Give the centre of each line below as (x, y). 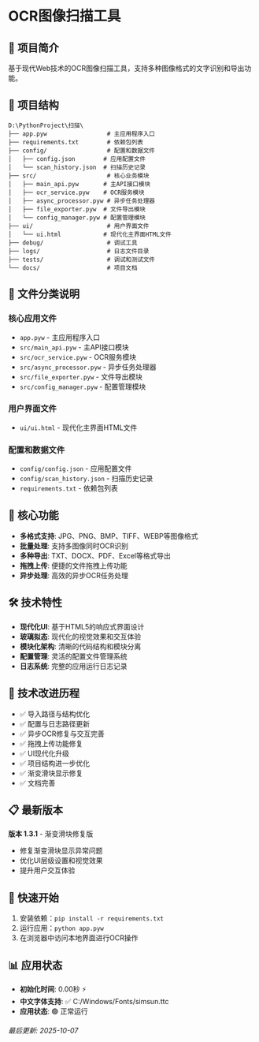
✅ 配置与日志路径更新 (55, 723)
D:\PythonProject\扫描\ (46, 125)
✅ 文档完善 (37, 782)
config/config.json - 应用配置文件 (76, 469)
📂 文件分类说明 (44, 294)
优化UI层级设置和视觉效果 (61, 861)
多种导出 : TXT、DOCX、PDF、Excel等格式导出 (95, 555)
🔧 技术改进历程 (44, 694)
